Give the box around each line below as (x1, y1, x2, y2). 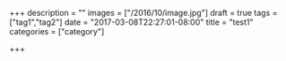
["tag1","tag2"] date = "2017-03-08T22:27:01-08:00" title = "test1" (9, 17, 254, 27)
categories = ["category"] (9, 27, 105, 36)
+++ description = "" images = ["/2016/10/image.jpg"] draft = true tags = (9, 8, 278, 18)
